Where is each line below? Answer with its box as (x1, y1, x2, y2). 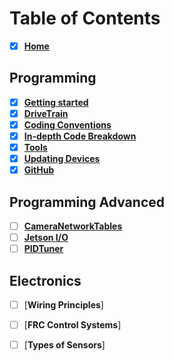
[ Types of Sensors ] (23, 339, 106, 351)
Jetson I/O (23, 232, 69, 244)
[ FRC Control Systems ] (23, 319, 122, 331)
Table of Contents (9, 7, 161, 30)
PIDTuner (23, 243, 64, 255)
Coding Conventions (23, 118, 112, 131)
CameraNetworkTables (23, 220, 123, 232)
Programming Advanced (9, 193, 165, 211)
